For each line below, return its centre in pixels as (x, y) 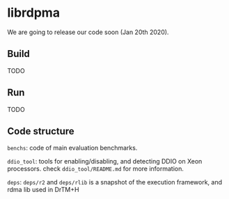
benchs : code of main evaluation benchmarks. (72, 148)
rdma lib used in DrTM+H (43, 190)
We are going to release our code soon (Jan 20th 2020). (88, 32)
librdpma (34, 13)
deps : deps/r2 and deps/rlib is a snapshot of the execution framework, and (115, 182)
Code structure (41, 131)
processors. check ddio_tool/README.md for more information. (96, 169)
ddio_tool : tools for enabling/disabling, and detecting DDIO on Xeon (105, 161)
